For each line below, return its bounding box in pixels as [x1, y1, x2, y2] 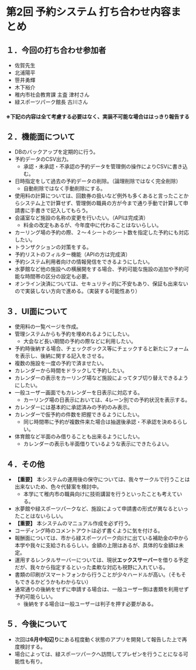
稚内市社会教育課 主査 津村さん [14, 91, 90, 98]
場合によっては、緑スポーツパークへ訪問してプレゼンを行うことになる [14, 650, 183, 657]
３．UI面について [6, 306, 68, 317]
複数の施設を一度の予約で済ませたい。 [14, 360, 107, 367]
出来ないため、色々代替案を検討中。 [14, 483, 102, 490]
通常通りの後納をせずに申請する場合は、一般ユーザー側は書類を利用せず [14, 586, 189, 593]
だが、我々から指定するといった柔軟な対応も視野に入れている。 [14, 564, 169, 571]
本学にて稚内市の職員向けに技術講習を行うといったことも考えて [23, 491, 177, 498]
